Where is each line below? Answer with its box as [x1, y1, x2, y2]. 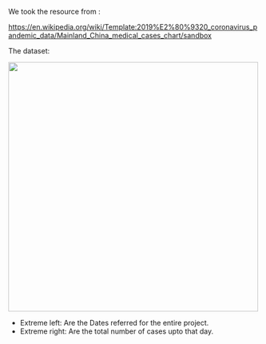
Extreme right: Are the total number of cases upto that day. [19, 326, 214, 336]
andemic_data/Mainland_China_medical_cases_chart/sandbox [8, 31, 212, 40]
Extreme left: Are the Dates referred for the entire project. [19, 318, 209, 327]
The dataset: [8, 46, 50, 55]
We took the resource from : [8, 7, 101, 16]
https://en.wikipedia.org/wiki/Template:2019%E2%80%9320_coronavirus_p [8, 22, 258, 31]
